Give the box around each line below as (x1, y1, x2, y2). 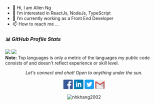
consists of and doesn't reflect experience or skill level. (5, 60, 119, 66)
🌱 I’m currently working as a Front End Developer (12, 15, 114, 21)
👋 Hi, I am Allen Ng (12, 5, 51, 10)
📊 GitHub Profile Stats (5, 35, 61, 42)
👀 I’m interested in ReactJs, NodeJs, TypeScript (12, 10, 111, 16)
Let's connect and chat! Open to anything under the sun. (25, 70, 142, 76)
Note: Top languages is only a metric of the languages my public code (5, 55, 150, 61)
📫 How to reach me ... (12, 21, 59, 27)
